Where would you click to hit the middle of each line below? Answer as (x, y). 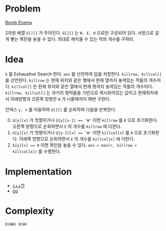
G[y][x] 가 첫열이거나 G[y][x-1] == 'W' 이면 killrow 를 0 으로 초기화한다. (85, 120)
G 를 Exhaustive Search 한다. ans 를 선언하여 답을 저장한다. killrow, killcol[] (83, 74)
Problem (23, 9)
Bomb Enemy (19, 22)
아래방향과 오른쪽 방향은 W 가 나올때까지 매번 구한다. (60, 99)
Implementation (39, 172)
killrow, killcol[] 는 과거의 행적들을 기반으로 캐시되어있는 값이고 (71, 92)
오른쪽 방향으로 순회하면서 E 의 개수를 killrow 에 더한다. (67, 126)
